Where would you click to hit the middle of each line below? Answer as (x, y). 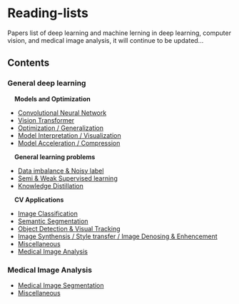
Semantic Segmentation (53, 221)
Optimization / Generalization (61, 128)
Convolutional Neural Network (62, 113)
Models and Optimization (52, 98)
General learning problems (55, 157)
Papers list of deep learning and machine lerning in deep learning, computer (119, 33)
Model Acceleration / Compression (69, 143)
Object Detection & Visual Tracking (69, 228)
